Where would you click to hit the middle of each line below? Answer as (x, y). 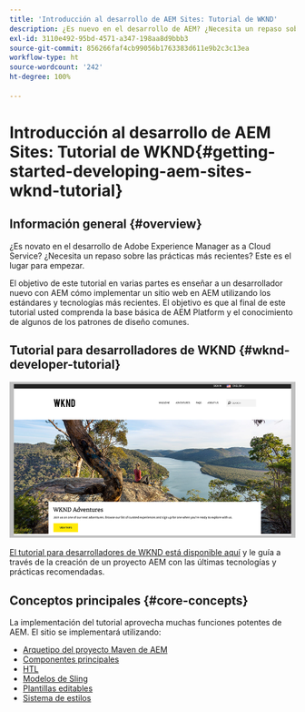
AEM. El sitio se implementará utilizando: (85, 632)
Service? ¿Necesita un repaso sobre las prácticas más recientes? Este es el (151, 256)
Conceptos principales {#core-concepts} (129, 600)
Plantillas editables (58, 688)
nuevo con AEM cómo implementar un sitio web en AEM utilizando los (140, 292)
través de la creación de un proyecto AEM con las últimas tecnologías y (143, 562)
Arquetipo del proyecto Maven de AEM (95, 650)
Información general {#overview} (106, 224)
